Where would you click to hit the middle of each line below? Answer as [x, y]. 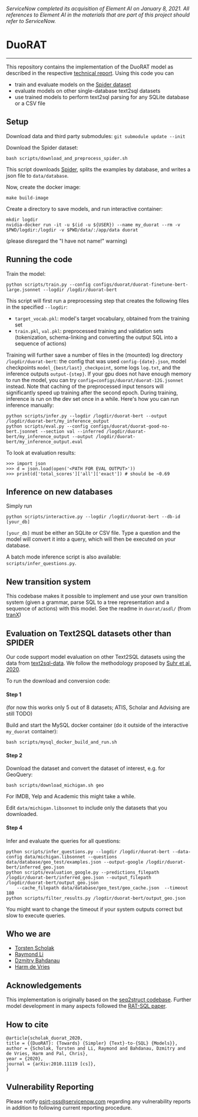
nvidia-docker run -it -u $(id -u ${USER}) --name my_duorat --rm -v [93, 225]
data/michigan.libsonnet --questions [71, 857]
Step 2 [14, 755]
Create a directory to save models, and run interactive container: [85, 208]
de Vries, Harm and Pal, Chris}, [47, 1054]
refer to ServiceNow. [31, 21]
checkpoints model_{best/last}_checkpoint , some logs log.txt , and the [93, 367]
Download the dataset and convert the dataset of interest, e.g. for [86, 768]
